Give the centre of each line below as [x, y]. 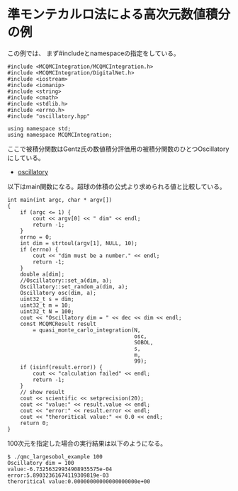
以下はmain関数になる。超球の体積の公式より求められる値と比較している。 [117, 186]
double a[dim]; [42, 274]
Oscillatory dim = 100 [41, 463]
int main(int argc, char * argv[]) [60, 200]
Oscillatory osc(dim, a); [58, 293]
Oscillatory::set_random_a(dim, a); [74, 287]
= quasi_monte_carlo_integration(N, [87, 330]
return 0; [35, 423]
